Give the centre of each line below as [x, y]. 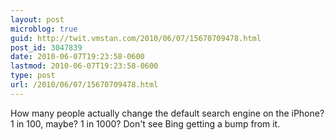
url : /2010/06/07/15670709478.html [84, 85]
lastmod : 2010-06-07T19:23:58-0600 [84, 66]
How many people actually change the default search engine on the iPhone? [167, 113]
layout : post [37, 19]
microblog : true [44, 29]
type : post [33, 76]
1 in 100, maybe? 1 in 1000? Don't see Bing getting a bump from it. [145, 123]
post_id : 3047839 [46, 47]
